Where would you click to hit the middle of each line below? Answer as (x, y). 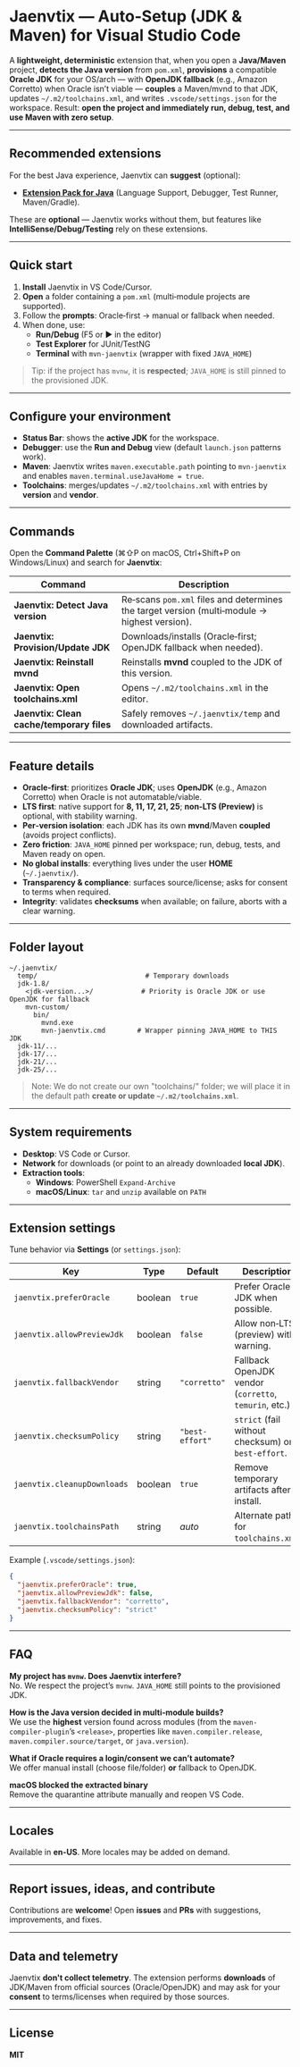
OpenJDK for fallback (50, 999)
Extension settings (62, 1228)
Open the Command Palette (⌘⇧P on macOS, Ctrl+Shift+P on (125, 553)
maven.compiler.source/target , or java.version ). (99, 1741)
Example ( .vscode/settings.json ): (72, 1560)
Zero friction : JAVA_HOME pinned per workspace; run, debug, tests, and (151, 844)
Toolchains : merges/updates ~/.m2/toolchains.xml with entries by (145, 485)
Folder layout (46, 948)
